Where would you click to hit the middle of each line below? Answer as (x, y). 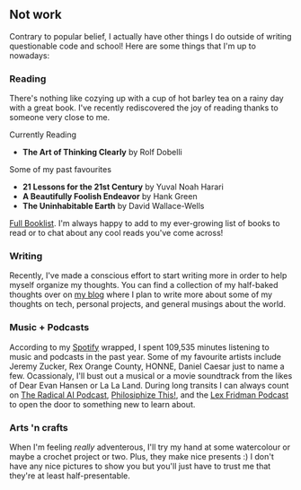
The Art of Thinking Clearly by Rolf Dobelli (102, 153)
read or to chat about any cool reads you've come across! (116, 233)
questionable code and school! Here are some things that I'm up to (133, 46)
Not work (36, 15)
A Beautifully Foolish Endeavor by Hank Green (110, 197)
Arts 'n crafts (39, 427)
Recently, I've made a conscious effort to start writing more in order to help (148, 276)
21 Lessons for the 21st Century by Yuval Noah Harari (123, 187)
